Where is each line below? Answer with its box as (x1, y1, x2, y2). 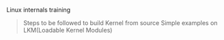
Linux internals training (6, 6, 71, 14)
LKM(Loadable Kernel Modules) (23, 26, 113, 34)
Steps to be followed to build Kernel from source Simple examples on (23, 19, 218, 26)
